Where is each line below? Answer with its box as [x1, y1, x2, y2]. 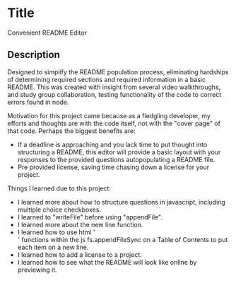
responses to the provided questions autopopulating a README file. [17, 155, 216, 164]
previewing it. [17, 265, 58, 274]
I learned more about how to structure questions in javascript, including [17, 197, 226, 206]
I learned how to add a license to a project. [17, 250, 143, 259]
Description [7, 49, 60, 61]
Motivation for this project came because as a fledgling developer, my [7, 111, 211, 120]
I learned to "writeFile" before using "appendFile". [17, 212, 163, 221]
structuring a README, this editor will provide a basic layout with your [17, 147, 221, 156]
